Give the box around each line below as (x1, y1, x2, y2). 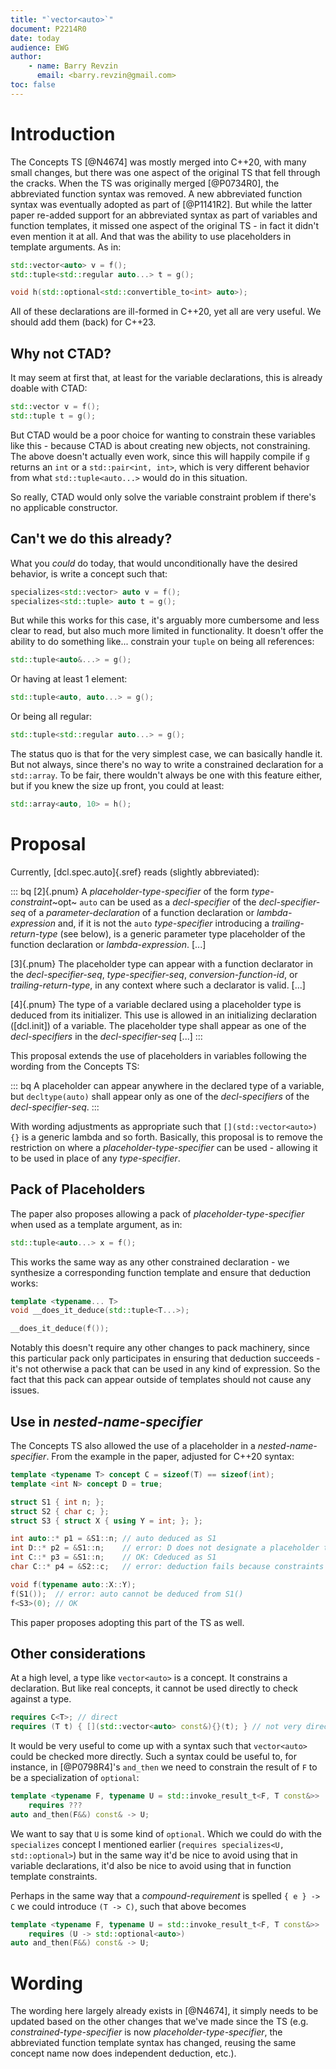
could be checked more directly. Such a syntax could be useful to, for (10, 1751, 297, 1763)
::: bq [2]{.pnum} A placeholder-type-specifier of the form (10, 885, 250, 897)
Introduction (10, 122, 116, 145)
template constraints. (10, 1870, 98, 1882)
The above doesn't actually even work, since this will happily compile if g (10, 450, 311, 462)
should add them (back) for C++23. (10, 316, 157, 328)
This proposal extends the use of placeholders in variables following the (10, 1049, 307, 1061)
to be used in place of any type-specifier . (10, 1152, 181, 1164)
